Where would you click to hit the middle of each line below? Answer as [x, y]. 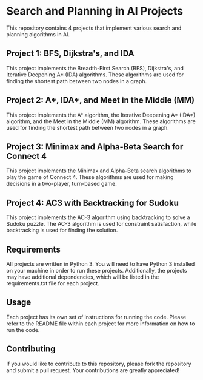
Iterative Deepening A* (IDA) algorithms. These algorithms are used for [95, 75]
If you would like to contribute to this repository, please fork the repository [99, 364]
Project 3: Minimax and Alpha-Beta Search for [95, 147]
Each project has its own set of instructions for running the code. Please [96, 317]
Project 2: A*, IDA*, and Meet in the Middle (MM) [101, 100]
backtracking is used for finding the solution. [62, 230]
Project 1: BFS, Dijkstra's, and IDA [70, 54]
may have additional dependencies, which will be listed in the [83, 277]
